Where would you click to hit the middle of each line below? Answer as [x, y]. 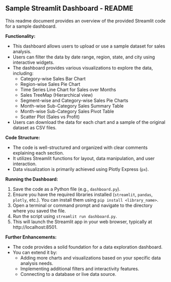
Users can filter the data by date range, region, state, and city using [84, 57]
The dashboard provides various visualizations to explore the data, [83, 68]
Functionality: [20, 36]
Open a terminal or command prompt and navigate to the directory [82, 205]
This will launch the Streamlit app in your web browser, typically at [82, 222]
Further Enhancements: [31, 237]
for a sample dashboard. [31, 26]
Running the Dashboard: [32, 179]
